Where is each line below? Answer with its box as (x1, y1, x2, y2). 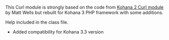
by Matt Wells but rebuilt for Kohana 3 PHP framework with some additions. (5, 9, 164, 15)
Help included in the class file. (5, 19, 69, 25)
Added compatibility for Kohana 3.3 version (12, 29, 104, 34)
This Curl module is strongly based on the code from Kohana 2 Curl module (5, 4, 164, 10)
